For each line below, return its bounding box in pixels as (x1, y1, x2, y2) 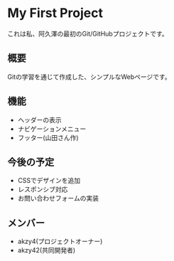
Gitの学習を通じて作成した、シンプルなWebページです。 (7, 73, 172, 81)
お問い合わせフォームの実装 (17, 194, 99, 203)
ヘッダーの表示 (17, 115, 62, 124)
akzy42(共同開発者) (17, 246, 76, 255)
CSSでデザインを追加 (17, 176, 80, 185)
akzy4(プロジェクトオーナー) (17, 237, 103, 246)
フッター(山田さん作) (17, 133, 80, 142)
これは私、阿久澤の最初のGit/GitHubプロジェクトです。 (7, 29, 168, 38)
